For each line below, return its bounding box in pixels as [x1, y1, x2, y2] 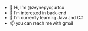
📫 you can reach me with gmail [9, 20, 74, 26]
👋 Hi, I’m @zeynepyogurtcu [9, 5, 65, 10]
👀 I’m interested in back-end [9, 10, 67, 15]
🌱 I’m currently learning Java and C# [9, 15, 83, 20]
